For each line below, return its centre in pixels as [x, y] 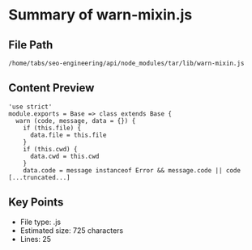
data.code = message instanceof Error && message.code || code [132, 170]
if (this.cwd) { [51, 149]
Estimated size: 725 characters [72, 230]
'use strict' [30, 107]
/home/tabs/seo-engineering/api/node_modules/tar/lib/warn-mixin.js [126, 63]
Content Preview [51, 88]
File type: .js [41, 222]
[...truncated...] [39, 177]
